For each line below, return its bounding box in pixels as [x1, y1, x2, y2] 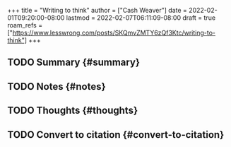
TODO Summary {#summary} [7, 57, 140, 69]
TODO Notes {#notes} [7, 81, 106, 93]
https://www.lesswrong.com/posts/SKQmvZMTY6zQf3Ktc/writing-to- [12, 28, 216, 37]
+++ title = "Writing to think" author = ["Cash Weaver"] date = [7, 6, 187, 14]
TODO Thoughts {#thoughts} [7, 105, 138, 117]
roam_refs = [7, 21, 43, 29]
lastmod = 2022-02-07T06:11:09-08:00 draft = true [66, 13, 216, 22]
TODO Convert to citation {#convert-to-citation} [7, 129, 225, 141]
